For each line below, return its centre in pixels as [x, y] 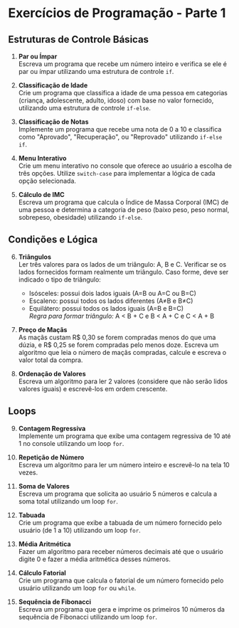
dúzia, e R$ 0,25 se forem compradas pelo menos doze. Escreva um [118, 345]
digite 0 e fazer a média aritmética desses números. [95, 559]
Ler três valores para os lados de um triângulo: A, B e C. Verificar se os [122, 264]
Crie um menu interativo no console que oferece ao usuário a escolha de [125, 166]
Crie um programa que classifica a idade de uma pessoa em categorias [123, 93]
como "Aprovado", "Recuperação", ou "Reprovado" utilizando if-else [120, 137]
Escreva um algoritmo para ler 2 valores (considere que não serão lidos [123, 381]
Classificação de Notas [53, 122]
